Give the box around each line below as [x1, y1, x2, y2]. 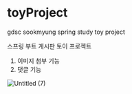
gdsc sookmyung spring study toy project [7, 28, 126, 36]
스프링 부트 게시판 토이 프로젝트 [7, 41, 92, 50]
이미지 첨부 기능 [16, 57, 60, 65]
